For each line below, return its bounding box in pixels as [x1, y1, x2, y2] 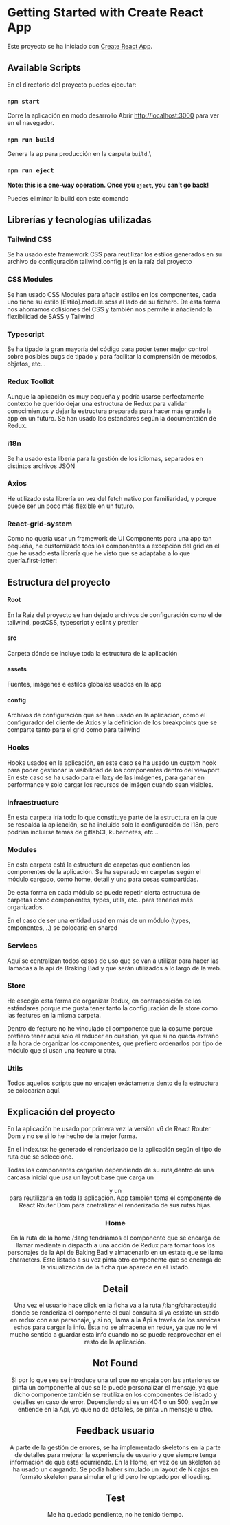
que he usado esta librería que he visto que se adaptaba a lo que [7, 549, 191, 557]
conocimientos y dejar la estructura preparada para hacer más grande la [7, 407, 212, 415]
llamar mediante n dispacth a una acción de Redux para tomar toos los [16, 1241, 215, 1249]
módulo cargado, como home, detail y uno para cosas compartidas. [7, 875, 199, 884]
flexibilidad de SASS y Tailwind [7, 312, 95, 320]
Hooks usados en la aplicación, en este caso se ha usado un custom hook [7, 758, 216, 767]
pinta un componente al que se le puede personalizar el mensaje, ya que [12, 1383, 218, 1391]
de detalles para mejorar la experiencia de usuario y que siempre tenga [14, 1450, 216, 1458]
